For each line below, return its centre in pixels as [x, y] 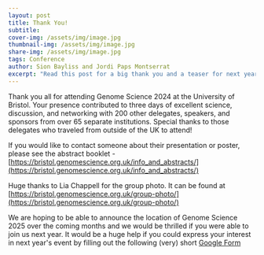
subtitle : [24, 30]
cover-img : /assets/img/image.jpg [65, 37]
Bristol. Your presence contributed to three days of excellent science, [120, 105]
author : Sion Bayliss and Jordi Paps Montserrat [89, 67]
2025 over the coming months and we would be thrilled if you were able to [128, 226]
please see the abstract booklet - [62, 153]
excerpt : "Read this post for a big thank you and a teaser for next [125, 74]
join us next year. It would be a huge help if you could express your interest [130, 234]
